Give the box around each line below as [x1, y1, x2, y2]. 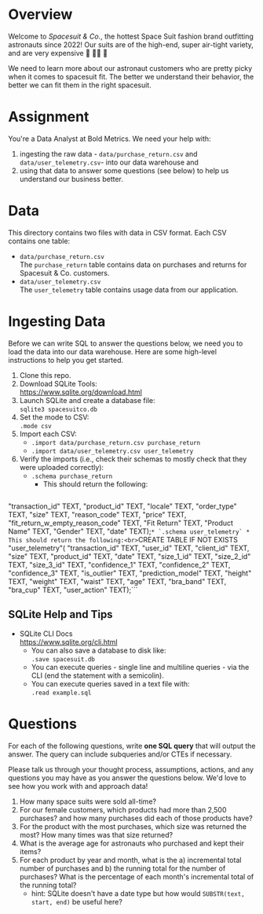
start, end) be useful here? [31, 897, 123, 906]
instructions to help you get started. [8, 355, 124, 364]
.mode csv [19, 422, 53, 430]
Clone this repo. [19, 370, 71, 379]
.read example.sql [31, 689, 92, 697]
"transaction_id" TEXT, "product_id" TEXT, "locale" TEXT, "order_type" [8, 501, 237, 511]
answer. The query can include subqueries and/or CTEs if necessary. [8, 749, 232, 759]
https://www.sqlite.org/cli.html [19, 637, 118, 646]
